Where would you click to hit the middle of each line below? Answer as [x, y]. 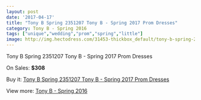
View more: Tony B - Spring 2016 [47, 91]
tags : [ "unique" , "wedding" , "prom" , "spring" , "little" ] [75, 34]
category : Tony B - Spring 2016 [46, 28]
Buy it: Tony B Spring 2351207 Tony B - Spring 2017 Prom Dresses [88, 79]
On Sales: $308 [26, 68]
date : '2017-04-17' [31, 17]
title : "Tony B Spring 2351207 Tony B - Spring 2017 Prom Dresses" [92, 23]
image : [14, 39]
